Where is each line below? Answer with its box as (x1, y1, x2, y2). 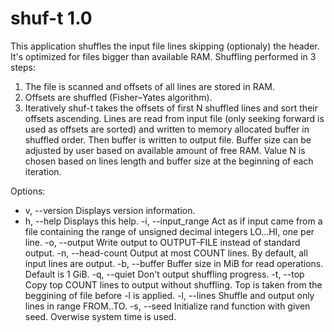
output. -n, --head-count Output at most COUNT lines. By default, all (24, 247, 308, 259)
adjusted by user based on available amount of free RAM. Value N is (24, 144, 306, 156)
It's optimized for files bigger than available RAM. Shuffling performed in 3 (10, 50, 317, 62)
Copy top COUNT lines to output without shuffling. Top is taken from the (24, 278, 323, 291)
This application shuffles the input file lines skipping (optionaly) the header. (10, 40, 320, 52)
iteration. (24, 165, 62, 177)
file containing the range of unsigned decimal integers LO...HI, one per (24, 225, 315, 237)
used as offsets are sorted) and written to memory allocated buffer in (24, 123, 310, 135)
